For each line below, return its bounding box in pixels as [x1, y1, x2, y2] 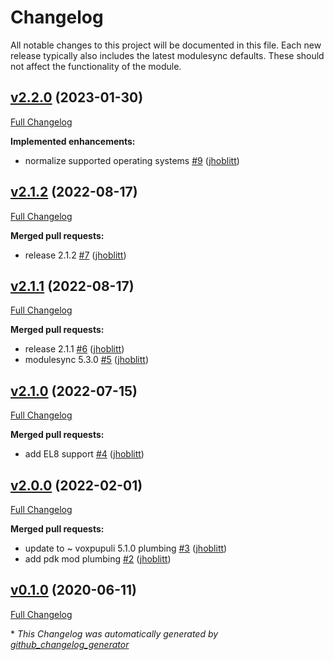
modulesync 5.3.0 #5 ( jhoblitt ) [24, 354, 150, 366]
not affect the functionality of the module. [10, 60, 182, 72]
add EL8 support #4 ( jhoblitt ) [24, 448, 145, 460]
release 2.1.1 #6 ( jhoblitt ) [24, 343, 125, 355]
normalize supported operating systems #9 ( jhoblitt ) [24, 154, 240, 166]
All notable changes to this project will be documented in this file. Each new [10, 39, 322, 51]
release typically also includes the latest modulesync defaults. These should [10, 49, 325, 61]
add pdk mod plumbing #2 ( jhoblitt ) [24, 553, 172, 565]
